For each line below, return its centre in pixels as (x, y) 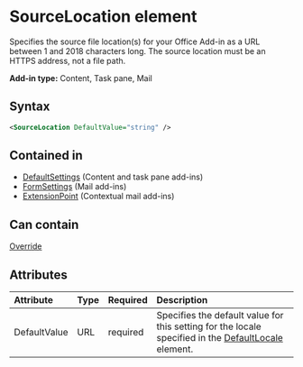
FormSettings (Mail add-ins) (74, 187)
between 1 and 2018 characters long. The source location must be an (138, 50)
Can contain (44, 224)
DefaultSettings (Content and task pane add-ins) (113, 177)
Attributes (38, 275)
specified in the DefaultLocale (220, 338)
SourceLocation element (103, 17)
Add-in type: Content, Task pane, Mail (81, 78)
